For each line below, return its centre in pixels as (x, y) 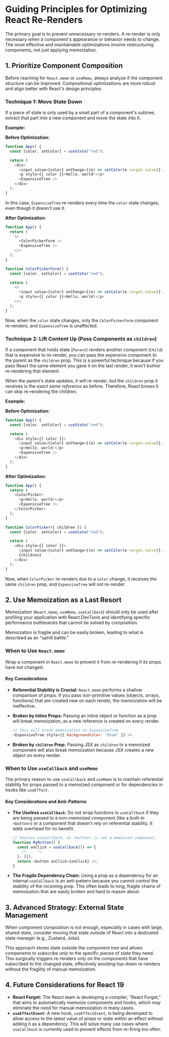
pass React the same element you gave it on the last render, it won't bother (83, 365)
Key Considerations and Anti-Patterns (46, 802)
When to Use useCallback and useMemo (52, 768)
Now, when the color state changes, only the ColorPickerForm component (82, 320)
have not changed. (25, 667)
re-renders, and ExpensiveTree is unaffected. (52, 326)
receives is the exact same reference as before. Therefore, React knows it (82, 386)
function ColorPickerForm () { (37, 269)
